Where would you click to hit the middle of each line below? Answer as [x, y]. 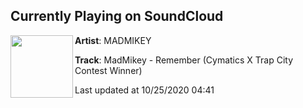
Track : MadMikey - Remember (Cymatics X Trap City [184, 60]
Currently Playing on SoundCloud [117, 16]
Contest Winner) [108, 70]
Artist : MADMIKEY [113, 40]
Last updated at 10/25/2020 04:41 [144, 90]
